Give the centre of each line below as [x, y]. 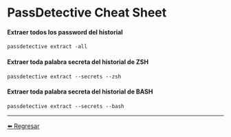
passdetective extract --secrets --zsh [64, 76]
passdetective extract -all [47, 47]
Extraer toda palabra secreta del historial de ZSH [78, 62]
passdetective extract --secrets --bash [66, 106]
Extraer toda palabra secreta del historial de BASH [80, 92]
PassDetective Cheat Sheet [87, 13]
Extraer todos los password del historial [65, 32]
